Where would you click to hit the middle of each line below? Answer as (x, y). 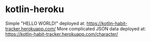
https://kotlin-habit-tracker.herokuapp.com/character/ (62, 34)
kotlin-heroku (35, 9)
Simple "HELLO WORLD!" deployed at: (45, 23)
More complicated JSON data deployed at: (101, 28)
